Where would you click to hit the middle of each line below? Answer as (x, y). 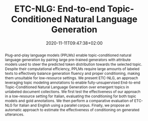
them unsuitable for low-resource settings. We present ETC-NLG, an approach (71, 78)
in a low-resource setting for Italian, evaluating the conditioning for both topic (71, 96)
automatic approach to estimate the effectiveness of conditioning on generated (72, 110)
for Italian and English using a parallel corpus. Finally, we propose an (72, 105)
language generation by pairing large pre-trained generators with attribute (68, 60)
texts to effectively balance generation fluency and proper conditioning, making (72, 73)
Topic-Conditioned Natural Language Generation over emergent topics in (67, 87)
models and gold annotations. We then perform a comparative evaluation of (69, 101)
